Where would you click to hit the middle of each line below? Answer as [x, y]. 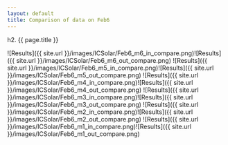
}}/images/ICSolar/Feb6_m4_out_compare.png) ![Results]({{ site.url [103, 90]
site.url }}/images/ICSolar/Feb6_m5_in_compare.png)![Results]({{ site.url [111, 68]
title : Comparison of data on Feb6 [59, 20]
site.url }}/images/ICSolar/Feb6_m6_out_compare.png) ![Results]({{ [112, 60]
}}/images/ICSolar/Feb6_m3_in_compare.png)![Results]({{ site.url [100, 97]
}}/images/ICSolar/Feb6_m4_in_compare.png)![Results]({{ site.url [100, 82]
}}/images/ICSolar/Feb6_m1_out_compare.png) [73, 134]
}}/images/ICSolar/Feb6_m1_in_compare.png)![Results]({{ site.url [99, 126]
